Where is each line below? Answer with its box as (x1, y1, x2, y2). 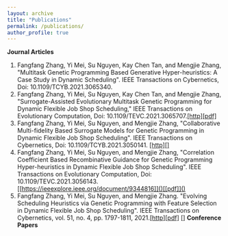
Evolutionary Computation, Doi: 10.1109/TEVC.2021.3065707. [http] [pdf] (16, 112, 217, 120)
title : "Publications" (7, 16, 72, 23)
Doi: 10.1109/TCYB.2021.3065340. (16, 83, 113, 91)
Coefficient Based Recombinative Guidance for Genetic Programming (16, 155, 213, 164)
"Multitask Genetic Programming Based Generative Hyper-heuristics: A (16, 68, 218, 77)
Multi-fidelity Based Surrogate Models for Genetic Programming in (16, 127, 205, 135)
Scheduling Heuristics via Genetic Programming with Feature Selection (16, 199, 217, 207)
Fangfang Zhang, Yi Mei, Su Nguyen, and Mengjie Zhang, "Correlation (16, 148, 214, 157)
